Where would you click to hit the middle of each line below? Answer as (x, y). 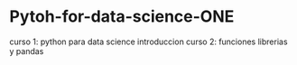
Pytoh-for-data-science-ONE (122, 17)
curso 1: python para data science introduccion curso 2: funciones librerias (148, 42)
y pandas (27, 51)
